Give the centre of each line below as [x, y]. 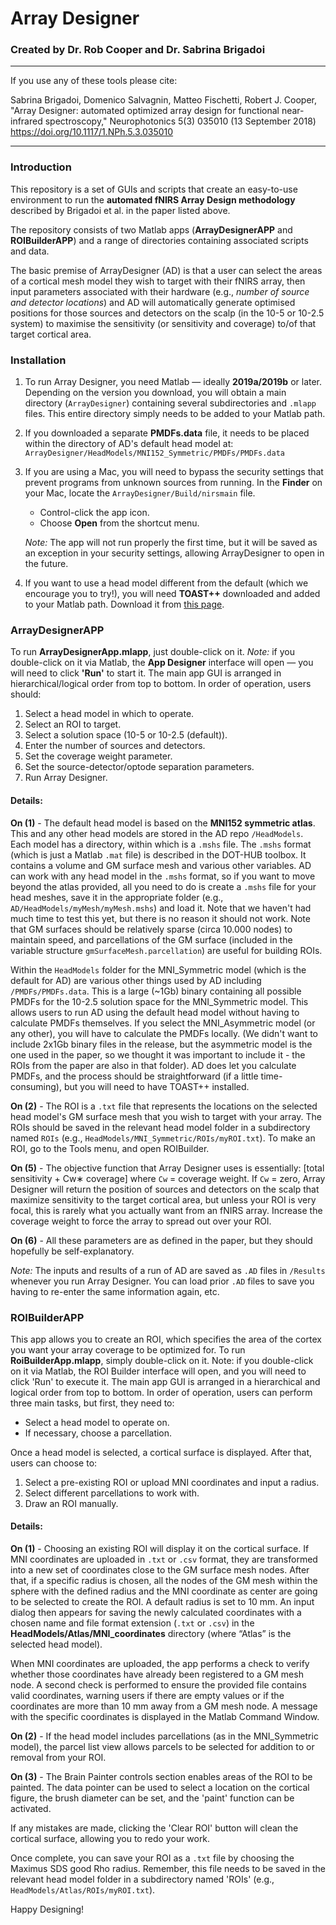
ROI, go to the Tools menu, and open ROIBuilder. [110, 1148]
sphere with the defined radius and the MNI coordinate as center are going [164, 1591]
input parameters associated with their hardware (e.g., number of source [160, 291]
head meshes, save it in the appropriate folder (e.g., [117, 897]
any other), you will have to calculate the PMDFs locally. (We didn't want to [164, 1033]
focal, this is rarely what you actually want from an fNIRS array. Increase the [166, 1210]
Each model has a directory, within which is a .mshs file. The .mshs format [161, 844]
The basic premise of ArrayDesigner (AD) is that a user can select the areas [166, 270]
